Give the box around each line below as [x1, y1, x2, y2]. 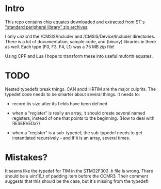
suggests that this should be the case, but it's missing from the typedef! [5, 178, 149, 184]
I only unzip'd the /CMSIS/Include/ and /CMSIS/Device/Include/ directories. [5, 33, 155, 39]
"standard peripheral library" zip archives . [5, 24, 89, 30]
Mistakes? [5, 152, 48, 163]
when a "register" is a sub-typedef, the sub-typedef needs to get [12, 129, 143, 136]
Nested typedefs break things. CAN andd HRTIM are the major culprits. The [5, 86, 156, 92]
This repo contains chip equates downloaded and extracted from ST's [5, 19, 145, 25]
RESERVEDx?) [12, 120, 40, 126]
